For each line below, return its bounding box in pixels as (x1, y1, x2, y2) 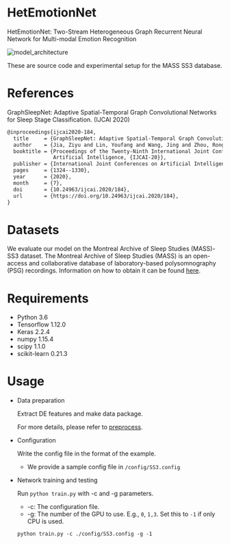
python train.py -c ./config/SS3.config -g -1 (16, 530, 153, 538)
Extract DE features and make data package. (16, 410, 144, 418)
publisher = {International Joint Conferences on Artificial (13, 161, 192, 167)
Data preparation (16, 397, 65, 405)
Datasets (7, 222, 60, 237)
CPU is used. (27, 517, 64, 525)
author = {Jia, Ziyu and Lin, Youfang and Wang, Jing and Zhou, (13, 141, 210, 148)
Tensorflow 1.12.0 (16, 320, 66, 329)
